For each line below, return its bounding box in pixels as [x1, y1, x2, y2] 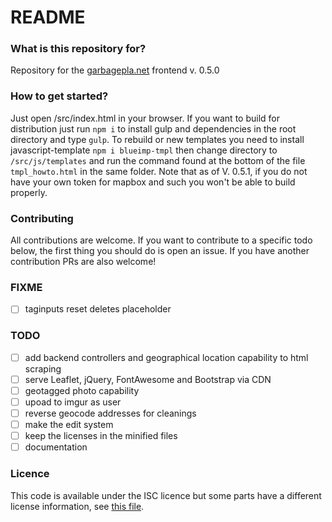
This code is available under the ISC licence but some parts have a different [10, 489, 322, 501]
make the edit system [24, 419, 114, 431]
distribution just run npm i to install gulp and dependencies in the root [10, 122, 297, 135]
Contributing [10, 211, 74, 225]
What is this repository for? [10, 42, 147, 56]
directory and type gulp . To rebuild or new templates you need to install [10, 133, 305, 145]
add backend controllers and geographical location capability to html [24, 351, 309, 363]
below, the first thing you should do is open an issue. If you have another [10, 245, 310, 257]
